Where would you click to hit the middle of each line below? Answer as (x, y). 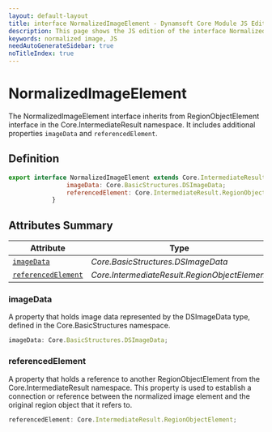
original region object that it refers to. (70, 404)
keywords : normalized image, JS (63, 38)
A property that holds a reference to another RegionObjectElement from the (134, 379)
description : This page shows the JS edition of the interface (117, 31)
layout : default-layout (49, 16)
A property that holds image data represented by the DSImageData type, (130, 317)
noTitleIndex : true (41, 53)
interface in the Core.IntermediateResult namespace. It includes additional (132, 124)
